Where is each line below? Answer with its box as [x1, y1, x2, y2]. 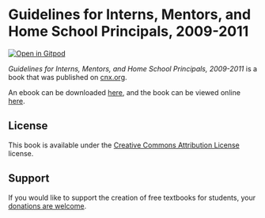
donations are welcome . [8, 201, 87, 211]
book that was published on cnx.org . [8, 72, 128, 82]
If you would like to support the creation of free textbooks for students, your [8, 193, 256, 202]
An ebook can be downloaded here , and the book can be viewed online [8, 87, 241, 97]
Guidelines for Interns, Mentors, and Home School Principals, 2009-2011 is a [8, 63, 258, 73]
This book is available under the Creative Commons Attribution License [8, 140, 240, 150]
